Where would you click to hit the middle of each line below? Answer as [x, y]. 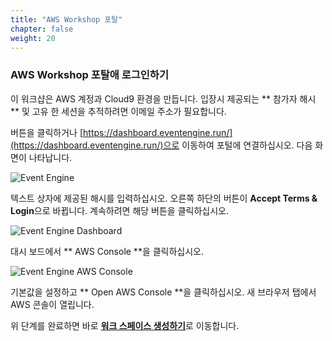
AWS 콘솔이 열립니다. [52, 304]
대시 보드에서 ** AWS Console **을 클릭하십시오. [107, 251]
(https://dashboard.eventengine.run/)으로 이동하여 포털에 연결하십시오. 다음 [161, 145]
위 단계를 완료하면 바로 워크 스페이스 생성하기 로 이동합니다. [125, 325]
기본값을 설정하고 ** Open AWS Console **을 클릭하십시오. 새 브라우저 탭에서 [163, 292]
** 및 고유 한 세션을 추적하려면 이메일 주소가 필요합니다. [118, 111]
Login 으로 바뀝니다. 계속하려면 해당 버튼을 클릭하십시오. [119, 210]
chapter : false [42, 29]
